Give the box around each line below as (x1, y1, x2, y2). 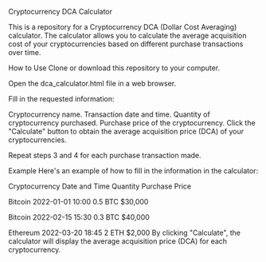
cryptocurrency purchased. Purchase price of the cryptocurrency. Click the (8, 118, 256, 127)
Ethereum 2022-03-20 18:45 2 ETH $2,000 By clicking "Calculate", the (8, 228, 241, 237)
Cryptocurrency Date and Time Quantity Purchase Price (8, 181, 192, 191)
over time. (8, 48, 41, 57)
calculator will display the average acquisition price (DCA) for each (8, 236, 228, 246)
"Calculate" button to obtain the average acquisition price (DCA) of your (8, 127, 244, 136)
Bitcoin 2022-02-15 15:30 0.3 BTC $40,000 (8, 212, 150, 222)
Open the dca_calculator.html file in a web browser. (8, 79, 177, 88)
